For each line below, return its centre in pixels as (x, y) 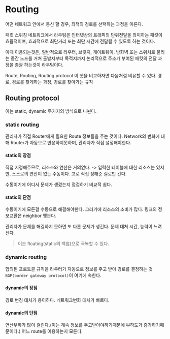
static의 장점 (18, 155)
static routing (22, 125)
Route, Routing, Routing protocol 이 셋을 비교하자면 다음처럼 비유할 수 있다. (81, 75)
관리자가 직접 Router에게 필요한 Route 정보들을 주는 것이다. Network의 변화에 (82, 136)
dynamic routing (26, 257)
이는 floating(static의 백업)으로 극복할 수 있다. (63, 244)
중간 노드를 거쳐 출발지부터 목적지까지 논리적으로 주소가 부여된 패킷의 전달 (84, 58)
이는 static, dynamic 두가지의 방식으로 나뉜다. (51, 111)
